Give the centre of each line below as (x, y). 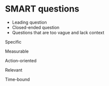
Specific (13, 42)
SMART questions (42, 9)
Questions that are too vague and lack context (58, 32)
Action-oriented (21, 60)
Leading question (29, 22)
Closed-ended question (36, 27)
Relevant (14, 70)
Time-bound (17, 79)
